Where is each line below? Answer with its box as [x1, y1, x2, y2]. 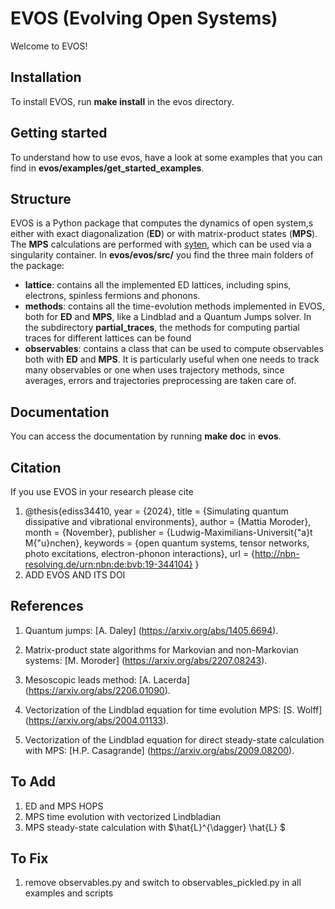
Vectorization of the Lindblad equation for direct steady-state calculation [24, 733, 325, 746]
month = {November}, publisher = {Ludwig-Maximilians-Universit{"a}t [24, 527, 313, 538]
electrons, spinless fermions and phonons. [24, 290, 201, 302]
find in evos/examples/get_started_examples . [10, 162, 205, 174]
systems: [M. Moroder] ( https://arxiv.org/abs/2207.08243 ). [24, 654, 268, 666]
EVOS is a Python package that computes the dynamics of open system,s [10, 217, 314, 229]
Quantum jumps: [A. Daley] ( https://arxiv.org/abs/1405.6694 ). [24, 624, 279, 636]
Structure [10, 190, 72, 207]
